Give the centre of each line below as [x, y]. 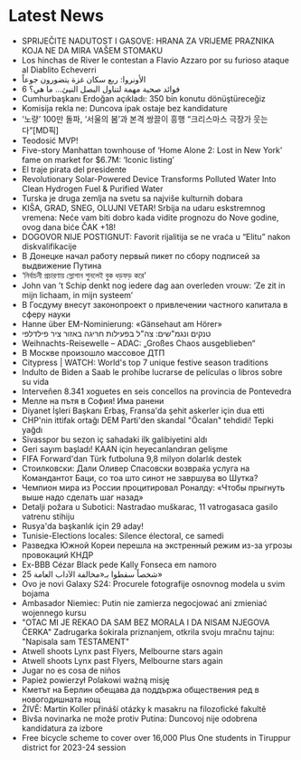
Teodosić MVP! [50, 140]
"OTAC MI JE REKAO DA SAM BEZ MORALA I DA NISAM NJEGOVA [146, 622]
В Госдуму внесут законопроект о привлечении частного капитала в [155, 304]
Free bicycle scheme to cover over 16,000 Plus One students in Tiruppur [156, 737]
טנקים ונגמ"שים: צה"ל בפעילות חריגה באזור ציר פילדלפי [116, 333]
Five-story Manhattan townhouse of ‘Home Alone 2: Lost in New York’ [152, 149]
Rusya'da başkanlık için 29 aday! [82, 525]
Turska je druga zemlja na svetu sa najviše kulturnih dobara [132, 198]
